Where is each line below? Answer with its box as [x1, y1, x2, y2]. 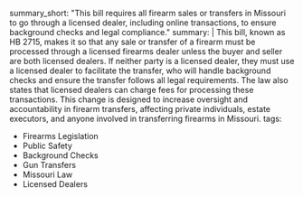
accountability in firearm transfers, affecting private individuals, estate [9, 104, 271, 114]
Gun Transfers [22, 160, 77, 170]
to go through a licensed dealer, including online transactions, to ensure [9, 17, 278, 28]
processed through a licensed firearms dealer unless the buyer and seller [9, 46, 283, 57]
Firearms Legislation [22, 131, 99, 141]
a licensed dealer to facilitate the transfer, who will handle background [9, 65, 271, 76]
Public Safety [22, 140, 72, 151]
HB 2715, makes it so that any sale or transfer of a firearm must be [9, 36, 256, 47]
